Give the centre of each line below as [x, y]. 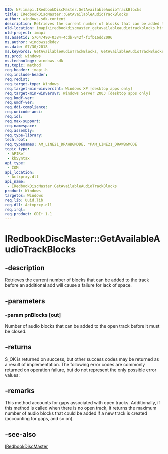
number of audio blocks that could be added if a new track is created [76, 413]
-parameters [25, 301]
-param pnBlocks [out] [33, 315]
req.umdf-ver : [20, 103]
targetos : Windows [24, 195]
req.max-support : [23, 121]
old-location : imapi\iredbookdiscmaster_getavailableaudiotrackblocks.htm [85, 28]
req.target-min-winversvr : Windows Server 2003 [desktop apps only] [78, 93]
